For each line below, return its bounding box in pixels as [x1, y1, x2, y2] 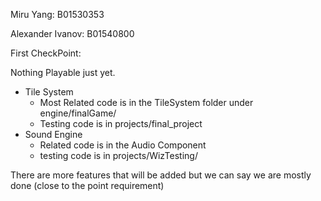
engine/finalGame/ [39, 107, 117, 119]
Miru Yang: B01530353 [10, 9, 105, 20]
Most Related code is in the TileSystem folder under [39, 97, 254, 108]
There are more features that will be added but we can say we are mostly [10, 169, 312, 181]
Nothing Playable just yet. [10, 67, 116, 78]
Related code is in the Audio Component [39, 139, 207, 151]
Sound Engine [24, 129, 83, 140]
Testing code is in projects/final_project [39, 118, 203, 129]
